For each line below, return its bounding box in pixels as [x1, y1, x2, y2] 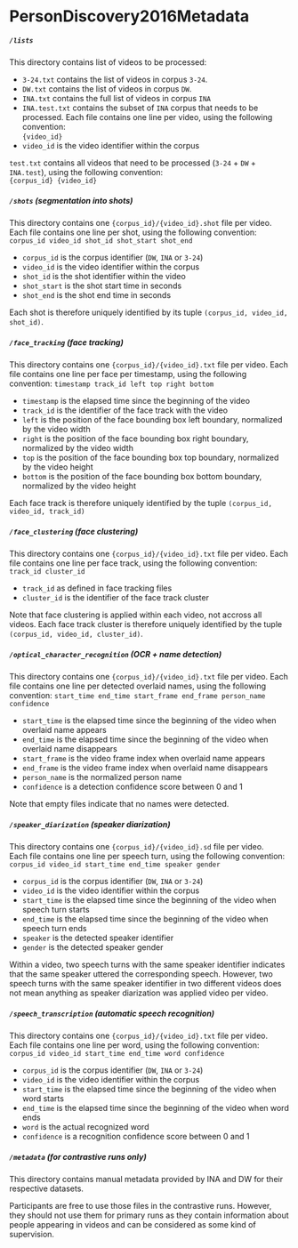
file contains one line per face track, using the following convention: [9, 558, 258, 568]
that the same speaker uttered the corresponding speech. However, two [9, 969, 273, 979]
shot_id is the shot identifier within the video [21, 271, 187, 282]
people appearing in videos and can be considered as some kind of [9, 1219, 256, 1229]
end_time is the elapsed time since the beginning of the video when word [21, 1102, 289, 1113]
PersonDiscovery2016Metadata [9, 6, 250, 27]
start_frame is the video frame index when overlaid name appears [21, 753, 265, 764]
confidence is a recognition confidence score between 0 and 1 [21, 1131, 250, 1141]
